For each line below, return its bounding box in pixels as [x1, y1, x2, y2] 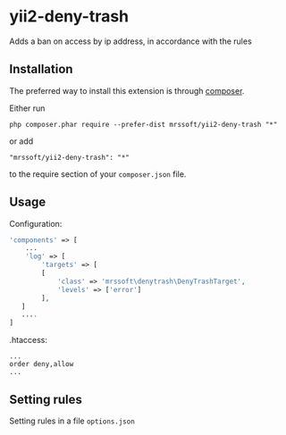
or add [9, 136, 34, 146]
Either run [9, 103, 46, 113]
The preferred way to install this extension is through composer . [9, 85, 245, 96]
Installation [9, 62, 73, 77]
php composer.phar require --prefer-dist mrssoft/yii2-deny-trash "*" [9, 120, 278, 129]
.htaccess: [9, 335, 47, 346]
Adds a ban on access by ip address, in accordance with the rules [9, 36, 252, 46]
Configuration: [9, 218, 63, 229]
